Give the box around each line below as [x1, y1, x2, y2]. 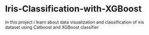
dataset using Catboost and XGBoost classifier [5, 24, 99, 30]
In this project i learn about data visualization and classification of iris [5, 19, 144, 25]
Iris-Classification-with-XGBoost [5, 3, 142, 14]
